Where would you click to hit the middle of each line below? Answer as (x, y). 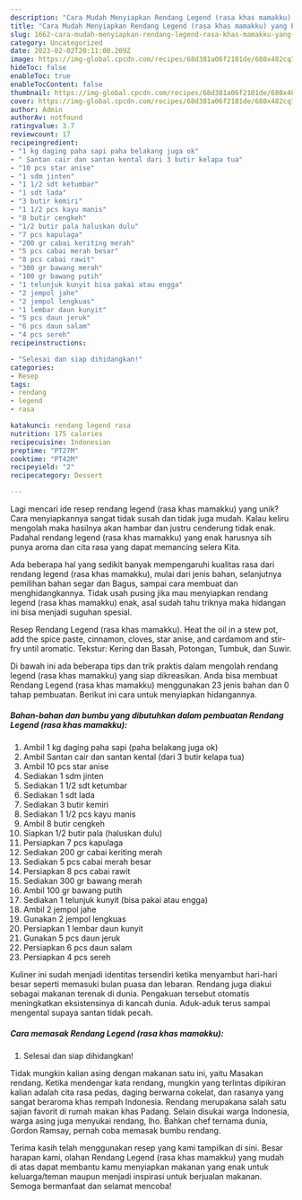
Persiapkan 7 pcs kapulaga (73, 842)
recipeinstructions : (49, 343)
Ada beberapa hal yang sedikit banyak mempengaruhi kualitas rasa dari (142, 565)
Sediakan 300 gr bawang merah (82, 880)
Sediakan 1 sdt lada (59, 794)
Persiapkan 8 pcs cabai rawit (77, 871)
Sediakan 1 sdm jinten (63, 775)
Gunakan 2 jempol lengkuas (74, 919)
